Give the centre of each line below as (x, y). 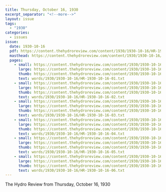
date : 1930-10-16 (27, 46)
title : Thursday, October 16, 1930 (42, 10)
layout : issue (20, 19)
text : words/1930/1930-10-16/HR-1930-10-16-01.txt (71, 78)
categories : (17, 33)
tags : (11, 23)
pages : (16, 60)
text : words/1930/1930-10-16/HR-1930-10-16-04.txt (71, 134)
